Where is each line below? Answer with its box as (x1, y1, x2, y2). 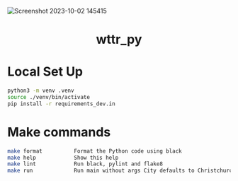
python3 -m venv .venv (7, 87, 74, 95)
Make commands (7, 124, 111, 140)
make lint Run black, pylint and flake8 (7, 160, 163, 168)
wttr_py (96, 32, 142, 47)
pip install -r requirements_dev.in (7, 100, 115, 107)
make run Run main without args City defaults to (7, 167, 195, 175)
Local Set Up (7, 64, 84, 80)
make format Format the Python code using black (7, 147, 182, 155)
